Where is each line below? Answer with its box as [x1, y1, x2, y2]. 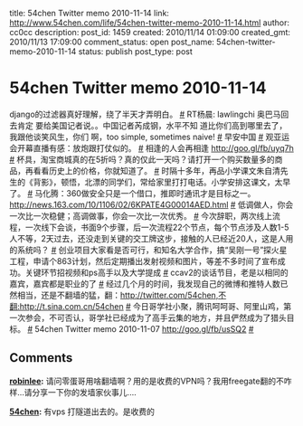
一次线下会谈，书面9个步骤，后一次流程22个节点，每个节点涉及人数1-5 [24, 222, 289, 232]
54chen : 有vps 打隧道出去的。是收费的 [9, 406, 156, 417]
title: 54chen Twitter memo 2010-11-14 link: [9, 8, 170, 18]
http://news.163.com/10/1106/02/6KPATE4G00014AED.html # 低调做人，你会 [9, 199, 294, 210]
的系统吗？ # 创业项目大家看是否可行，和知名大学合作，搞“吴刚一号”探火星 [9, 244, 288, 255]
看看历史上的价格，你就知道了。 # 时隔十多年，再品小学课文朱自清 [33, 165, 280, 175]
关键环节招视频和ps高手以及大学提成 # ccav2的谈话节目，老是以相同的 [24, 267, 289, 278]
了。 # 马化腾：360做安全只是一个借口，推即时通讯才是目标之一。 [9, 187, 256, 198]
